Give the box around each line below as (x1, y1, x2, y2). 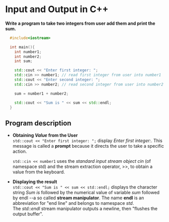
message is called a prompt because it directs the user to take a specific (12, 143, 164, 149)
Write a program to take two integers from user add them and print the (5, 20, 155, 26)
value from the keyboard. (12, 169, 65, 175)
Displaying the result (12, 179, 58, 185)
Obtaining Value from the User (12, 132, 78, 139)
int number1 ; (14, 49, 42, 54)
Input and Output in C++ (5, 4, 108, 15)
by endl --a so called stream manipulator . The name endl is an (12, 195, 144, 201)
